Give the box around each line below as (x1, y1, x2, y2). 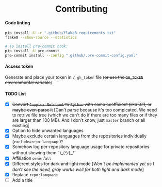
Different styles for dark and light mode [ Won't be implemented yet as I (12, 161, 154, 167)
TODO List (5, 91, 26, 96)
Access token (5, 63, 33, 69)
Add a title (12, 177, 33, 183)
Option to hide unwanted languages (12, 128, 84, 133)
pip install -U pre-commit (5, 49, 60, 54)
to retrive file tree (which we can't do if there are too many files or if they (12, 112, 158, 118)
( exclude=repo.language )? (12, 139, 64, 145)
